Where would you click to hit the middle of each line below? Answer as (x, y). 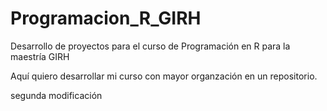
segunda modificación (56, 95)
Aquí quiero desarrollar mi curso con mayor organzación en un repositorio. (164, 76)
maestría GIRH (40, 56)
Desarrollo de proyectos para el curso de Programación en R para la (150, 46)
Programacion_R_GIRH (106, 18)
